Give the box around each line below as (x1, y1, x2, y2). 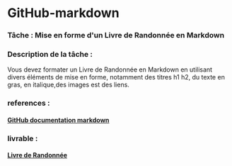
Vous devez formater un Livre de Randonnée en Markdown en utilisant (7, 65, 213, 74)
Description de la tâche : (7, 50, 93, 60)
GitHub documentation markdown (7, 116, 110, 124)
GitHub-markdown (7, 5, 120, 21)
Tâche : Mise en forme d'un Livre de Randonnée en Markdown (7, 31, 225, 40)
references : (7, 98, 50, 108)
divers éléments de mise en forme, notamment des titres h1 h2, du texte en (7, 73, 225, 82)
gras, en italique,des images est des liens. (7, 80, 129, 89)
